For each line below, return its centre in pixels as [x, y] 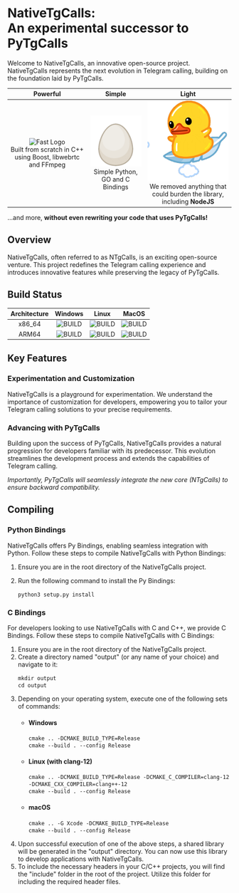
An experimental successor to [98, 28]
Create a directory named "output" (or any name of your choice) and [118, 657]
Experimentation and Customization [71, 379]
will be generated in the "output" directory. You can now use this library [122, 851]
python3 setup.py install [56, 595]
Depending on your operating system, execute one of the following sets [122, 699]
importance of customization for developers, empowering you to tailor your [117, 402]
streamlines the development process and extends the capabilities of [108, 459]
